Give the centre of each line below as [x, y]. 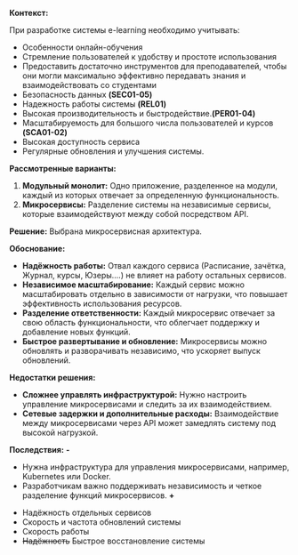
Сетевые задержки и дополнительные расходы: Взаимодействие [150, 414]
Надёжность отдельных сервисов [87, 512]
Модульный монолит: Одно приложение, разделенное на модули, [150, 185]
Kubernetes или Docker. [66, 476]
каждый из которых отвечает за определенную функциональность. [151, 195]
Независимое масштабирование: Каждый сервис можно [133, 285]
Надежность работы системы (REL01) [94, 104]
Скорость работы [56, 531]
